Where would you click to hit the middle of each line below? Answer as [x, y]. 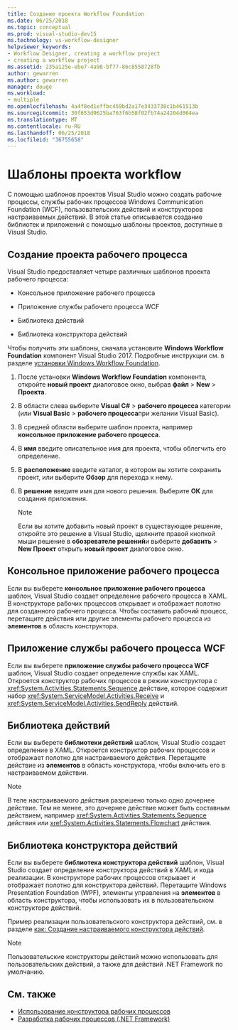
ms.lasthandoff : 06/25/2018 [49, 133]
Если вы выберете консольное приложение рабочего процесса [107, 588]
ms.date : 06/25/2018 [38, 21]
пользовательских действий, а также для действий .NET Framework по [115, 965]
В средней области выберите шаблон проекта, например [105, 427]
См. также [32, 994]
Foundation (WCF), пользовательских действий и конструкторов [105, 210]
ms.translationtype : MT [43, 119]
